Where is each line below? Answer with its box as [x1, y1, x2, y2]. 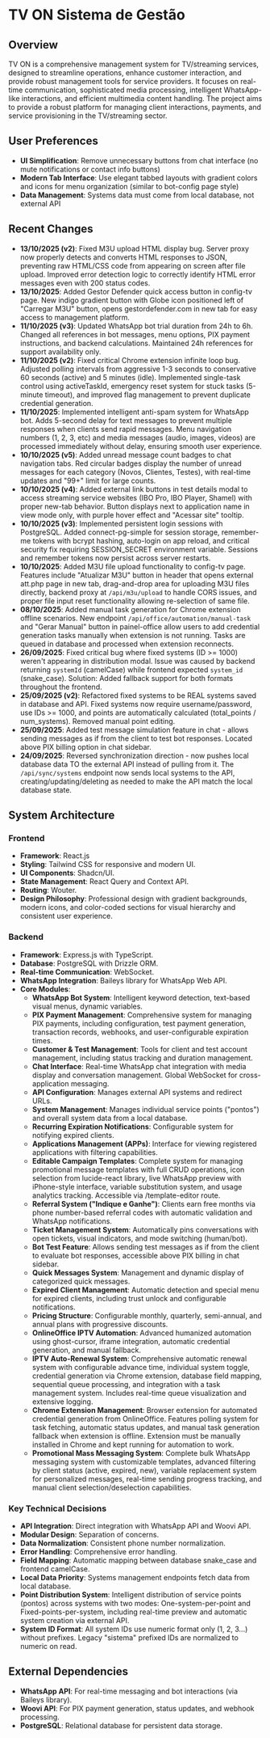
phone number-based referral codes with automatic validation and [31, 1207, 252, 1217]
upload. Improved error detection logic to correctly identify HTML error [19, 269, 256, 279]
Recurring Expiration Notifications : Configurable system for [31, 1122, 234, 1131]
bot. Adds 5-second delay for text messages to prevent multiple [19, 415, 232, 425]
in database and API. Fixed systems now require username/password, [19, 699, 252, 708]
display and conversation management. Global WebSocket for [31, 1070, 238, 1080]
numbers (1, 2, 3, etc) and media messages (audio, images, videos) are [19, 433, 256, 442]
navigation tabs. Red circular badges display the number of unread [19, 459, 242, 468]
